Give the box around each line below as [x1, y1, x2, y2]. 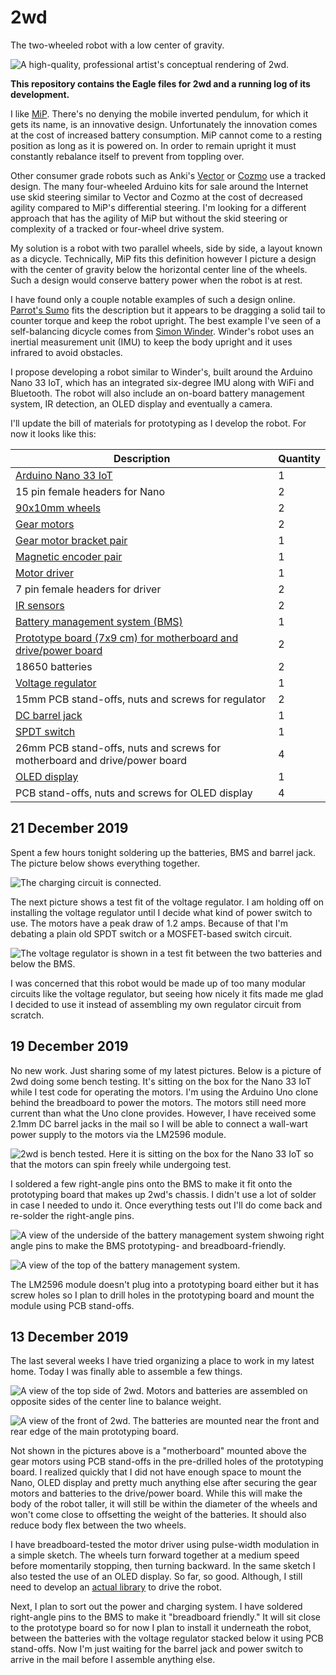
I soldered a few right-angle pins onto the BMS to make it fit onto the [10, 1177, 293, 1190]
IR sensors [15, 598, 65, 612]
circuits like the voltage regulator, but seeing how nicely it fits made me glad [10, 987, 324, 1000]
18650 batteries [15, 659, 93, 673]
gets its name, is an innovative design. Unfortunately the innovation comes [10, 118, 318, 130]
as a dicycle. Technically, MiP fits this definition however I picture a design [10, 252, 317, 265]
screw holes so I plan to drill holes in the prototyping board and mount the [10, 1289, 315, 1301]
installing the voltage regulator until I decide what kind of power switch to [10, 906, 313, 918]
